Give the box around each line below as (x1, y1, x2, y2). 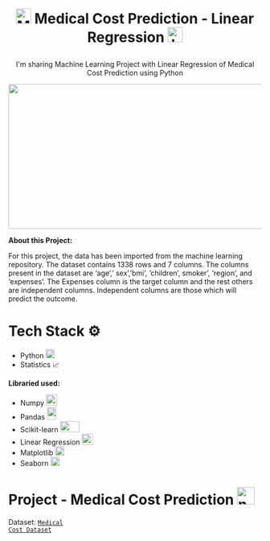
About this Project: (8, 236, 73, 246)
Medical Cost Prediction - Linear (34, 10, 255, 28)
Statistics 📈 (19, 360, 60, 370)
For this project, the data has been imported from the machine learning (8, 251, 243, 261)
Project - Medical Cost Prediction (8, 491, 235, 509)
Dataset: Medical (8, 518, 63, 527)
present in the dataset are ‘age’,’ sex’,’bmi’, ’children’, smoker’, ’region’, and (8, 268, 253, 278)
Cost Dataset (8, 526, 52, 535)
